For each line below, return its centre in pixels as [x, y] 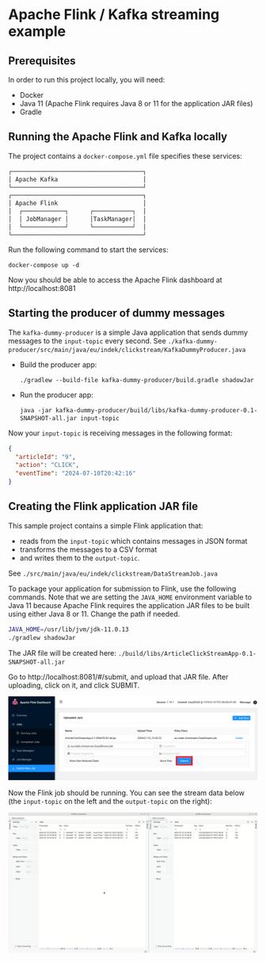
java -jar [36, 410]
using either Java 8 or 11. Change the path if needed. [94, 614]
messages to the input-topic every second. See [87, 341]
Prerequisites [42, 61]
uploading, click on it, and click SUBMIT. [74, 685]
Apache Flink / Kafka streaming [114, 15]
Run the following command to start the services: [88, 249]
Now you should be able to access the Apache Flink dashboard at [116, 280]
